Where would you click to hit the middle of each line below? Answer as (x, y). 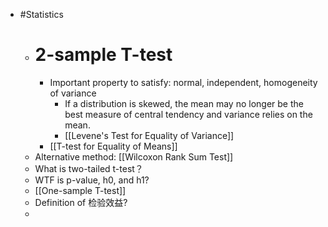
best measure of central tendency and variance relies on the (188, 114)
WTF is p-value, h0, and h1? (92, 180)
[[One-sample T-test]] (80, 190)
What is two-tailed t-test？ (89, 168)
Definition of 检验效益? (81, 202)
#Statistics (41, 14)
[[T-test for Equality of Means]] (113, 146)
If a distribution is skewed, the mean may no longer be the (184, 103)
